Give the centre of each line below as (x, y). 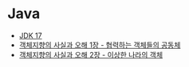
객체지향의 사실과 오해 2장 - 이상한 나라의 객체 (91, 54)
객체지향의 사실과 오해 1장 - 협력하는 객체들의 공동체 (100, 45)
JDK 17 (30, 35)
